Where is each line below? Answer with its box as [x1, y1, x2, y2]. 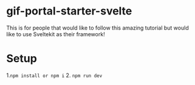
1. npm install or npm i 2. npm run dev [6, 71, 103, 79]
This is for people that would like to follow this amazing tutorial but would [6, 24, 190, 31]
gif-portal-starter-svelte [6, 4, 132, 18]
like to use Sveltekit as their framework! [6, 30, 105, 37]
